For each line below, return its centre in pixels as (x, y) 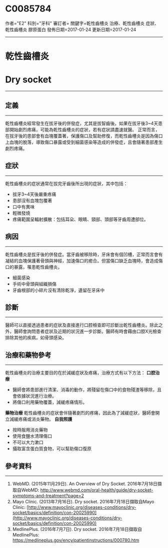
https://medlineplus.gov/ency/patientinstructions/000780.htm (76, 540)
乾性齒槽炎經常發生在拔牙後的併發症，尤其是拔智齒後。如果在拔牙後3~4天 (82, 123)
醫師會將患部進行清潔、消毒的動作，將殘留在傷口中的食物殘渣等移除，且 (87, 390)
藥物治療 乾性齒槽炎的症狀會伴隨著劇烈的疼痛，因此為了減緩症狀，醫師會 (80, 413)
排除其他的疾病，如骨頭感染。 (36, 338)
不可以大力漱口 (28, 443)
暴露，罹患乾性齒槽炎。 (38, 267)
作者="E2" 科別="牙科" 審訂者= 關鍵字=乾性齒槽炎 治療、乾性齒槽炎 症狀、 (82, 23)
